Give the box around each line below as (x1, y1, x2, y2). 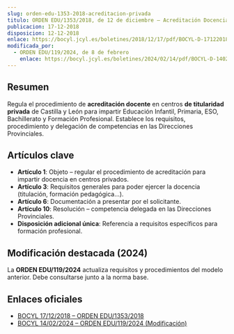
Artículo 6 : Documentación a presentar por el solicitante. (17, 198, 181, 206)
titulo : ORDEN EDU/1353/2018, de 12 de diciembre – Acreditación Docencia (7, 17, 229, 24)
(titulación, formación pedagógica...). (17, 190, 124, 198)
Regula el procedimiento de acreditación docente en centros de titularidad (7, 100, 224, 108)
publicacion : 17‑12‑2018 (7, 23, 79, 30)
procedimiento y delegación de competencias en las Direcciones (7, 122, 194, 130)
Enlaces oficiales (7, 293, 83, 305)
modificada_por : (7, 42, 54, 49)
